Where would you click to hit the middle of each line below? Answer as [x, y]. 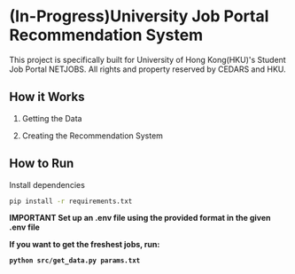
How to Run [42, 164]
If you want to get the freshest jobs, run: [85, 245]
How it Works [47, 97]
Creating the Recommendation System [93, 136]
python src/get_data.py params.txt [75, 261]
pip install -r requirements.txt [71, 201]
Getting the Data [52, 118]
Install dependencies [47, 184]
